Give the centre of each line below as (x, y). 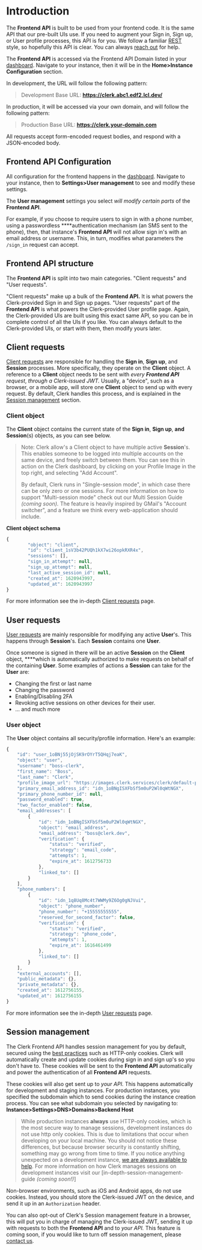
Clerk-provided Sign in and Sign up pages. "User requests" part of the (93, 302)
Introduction (38, 11)
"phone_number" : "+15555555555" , (80, 912)
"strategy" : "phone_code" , (83, 934)
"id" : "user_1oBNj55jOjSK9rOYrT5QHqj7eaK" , (72, 755)
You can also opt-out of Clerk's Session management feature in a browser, (99, 1215)
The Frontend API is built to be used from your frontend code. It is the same (100, 28)
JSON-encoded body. (33, 142)
